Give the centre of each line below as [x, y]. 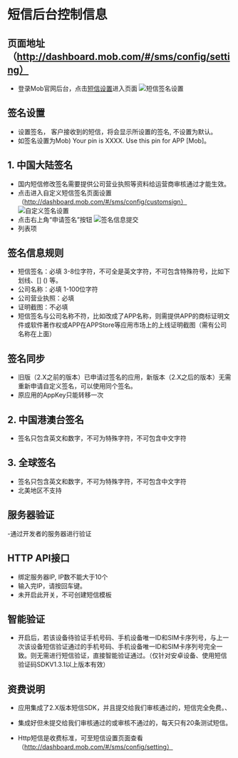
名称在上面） [36, 334]
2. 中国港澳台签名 [46, 419]
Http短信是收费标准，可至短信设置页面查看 [81, 738]
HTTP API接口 [38, 559]
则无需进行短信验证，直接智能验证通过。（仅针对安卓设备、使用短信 [129, 656]
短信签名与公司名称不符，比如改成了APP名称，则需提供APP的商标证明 [120, 316]
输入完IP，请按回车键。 [52, 585]
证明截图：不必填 [43, 307]
